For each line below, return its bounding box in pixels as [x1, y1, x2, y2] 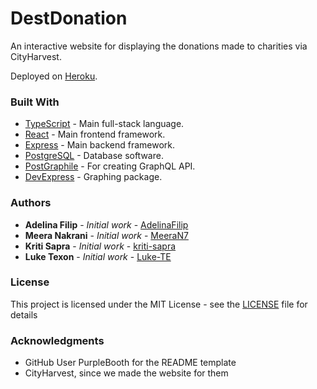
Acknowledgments [10, 333, 105, 347]
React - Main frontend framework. [24, 128, 166, 141]
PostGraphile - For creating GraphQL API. [24, 160, 196, 172]
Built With [10, 95, 60, 109]
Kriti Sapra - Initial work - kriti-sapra [24, 240, 177, 252]
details [10, 308, 38, 321]
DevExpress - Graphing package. [24, 171, 163, 183]
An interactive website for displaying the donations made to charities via [10, 40, 308, 52]
